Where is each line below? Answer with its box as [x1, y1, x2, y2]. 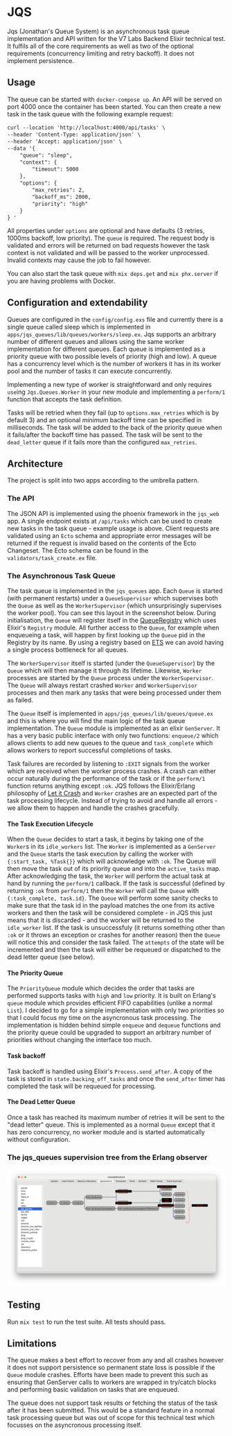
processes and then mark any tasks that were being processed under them [7, 688, 222, 697]
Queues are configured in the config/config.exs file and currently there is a [7, 315, 224, 323]
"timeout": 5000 [32, 166, 79, 173]
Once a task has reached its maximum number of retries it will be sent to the [7, 1113, 225, 1121]
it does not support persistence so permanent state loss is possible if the [7, 1363, 215, 1372]
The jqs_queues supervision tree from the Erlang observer [7, 1152, 208, 1162]
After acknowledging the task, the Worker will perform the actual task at [7, 872, 211, 881]
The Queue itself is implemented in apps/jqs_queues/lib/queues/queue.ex [7, 709, 213, 718]
